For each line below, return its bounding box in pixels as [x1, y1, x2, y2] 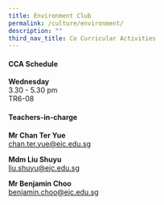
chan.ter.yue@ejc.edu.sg [8, 138, 91, 149]
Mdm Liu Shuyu [8, 154, 62, 164]
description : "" [8, 27, 63, 35]
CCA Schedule [8, 59, 59, 68]
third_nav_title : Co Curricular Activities [8, 34, 157, 43]
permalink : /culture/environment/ [8, 19, 125, 27]
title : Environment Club [8, 11, 92, 20]
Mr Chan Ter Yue [8, 130, 66, 140]
